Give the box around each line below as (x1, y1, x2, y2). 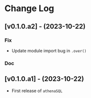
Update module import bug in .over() (11, 48, 87, 53)
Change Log (4, 3, 54, 14)
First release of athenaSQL (11, 88, 62, 94)
